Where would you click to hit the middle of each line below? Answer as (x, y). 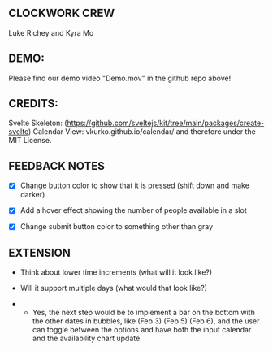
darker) (32, 195)
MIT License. (30, 141)
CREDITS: (33, 104)
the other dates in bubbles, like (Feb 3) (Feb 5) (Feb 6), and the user (146, 321)
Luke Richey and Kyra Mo (51, 32)
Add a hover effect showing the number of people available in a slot (133, 210)
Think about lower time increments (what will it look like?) (116, 272)
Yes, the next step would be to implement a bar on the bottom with (144, 313)
